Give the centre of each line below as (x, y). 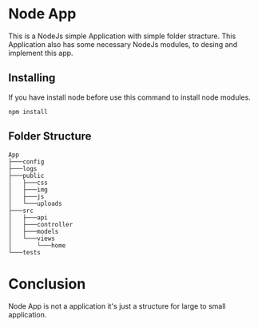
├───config (26, 162)
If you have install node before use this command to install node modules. (130, 97)
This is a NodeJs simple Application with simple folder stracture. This (122, 36)
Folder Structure (50, 136)
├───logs (23, 168)
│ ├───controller (41, 224)
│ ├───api (28, 217)
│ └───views (32, 238)
